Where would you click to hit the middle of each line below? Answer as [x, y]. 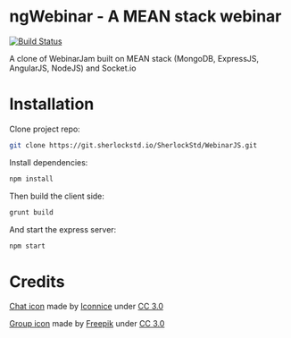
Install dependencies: [49, 162]
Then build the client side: [57, 196]
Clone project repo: [45, 129]
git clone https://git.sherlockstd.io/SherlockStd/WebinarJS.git [133, 145]
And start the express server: [63, 229]
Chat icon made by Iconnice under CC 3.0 [86, 307]
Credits [37, 281]
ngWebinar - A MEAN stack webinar [145, 17]
